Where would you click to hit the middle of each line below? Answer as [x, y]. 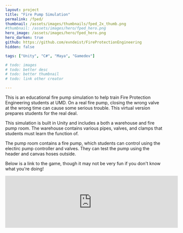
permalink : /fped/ [24, 19]
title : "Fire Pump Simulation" [38, 14]
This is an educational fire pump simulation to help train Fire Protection [78, 97]
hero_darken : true [24, 38]
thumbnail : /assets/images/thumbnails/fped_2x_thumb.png [66, 24]
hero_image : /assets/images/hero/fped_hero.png [56, 33]
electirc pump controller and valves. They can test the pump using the [77, 148]
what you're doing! [24, 169]
